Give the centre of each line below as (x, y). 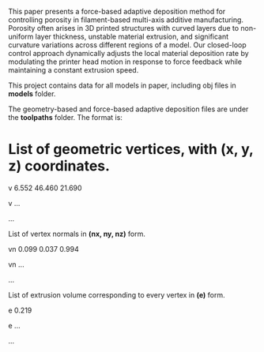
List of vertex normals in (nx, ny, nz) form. (77, 234)
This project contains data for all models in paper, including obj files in (122, 85)
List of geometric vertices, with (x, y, (131, 150)
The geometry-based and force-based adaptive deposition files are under (128, 109)
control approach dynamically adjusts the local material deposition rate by (128, 53)
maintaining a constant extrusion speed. (74, 70)
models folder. (32, 94)
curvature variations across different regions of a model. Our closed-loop (127, 45)
